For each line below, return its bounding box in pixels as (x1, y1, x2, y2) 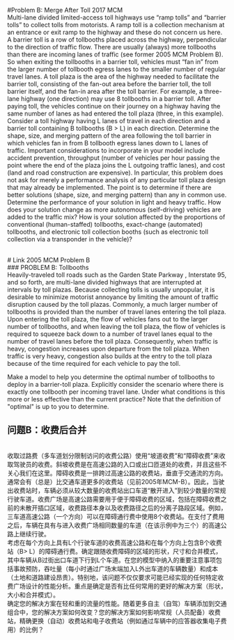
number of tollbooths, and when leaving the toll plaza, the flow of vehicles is (7, 323, 226, 330)
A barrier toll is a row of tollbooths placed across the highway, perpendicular (7, 35, 227, 44)
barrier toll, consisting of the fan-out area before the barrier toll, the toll (7, 80, 212, 88)
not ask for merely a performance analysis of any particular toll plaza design (7, 176, 226, 184)
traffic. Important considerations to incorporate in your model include (7, 146, 205, 154)
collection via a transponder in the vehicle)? (7, 235, 132, 243)
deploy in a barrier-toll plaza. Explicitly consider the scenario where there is (7, 381, 224, 388)
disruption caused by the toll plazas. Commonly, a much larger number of (7, 301, 218, 308)
